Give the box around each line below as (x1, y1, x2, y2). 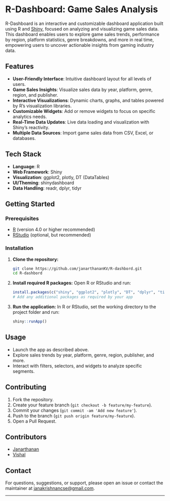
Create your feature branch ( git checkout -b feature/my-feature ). (12, 402, 153, 408)
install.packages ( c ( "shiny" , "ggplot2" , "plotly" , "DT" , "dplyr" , (12, 290, 156, 295)
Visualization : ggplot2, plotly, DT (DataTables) (12, 174, 110, 180)
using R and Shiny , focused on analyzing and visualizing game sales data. (5, 25, 159, 32)
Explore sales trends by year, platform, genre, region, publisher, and (12, 352, 154, 358)
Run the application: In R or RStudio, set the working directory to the (12, 304, 156, 310)
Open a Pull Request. (12, 418, 57, 424)
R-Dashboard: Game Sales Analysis (5, 4, 158, 15)
